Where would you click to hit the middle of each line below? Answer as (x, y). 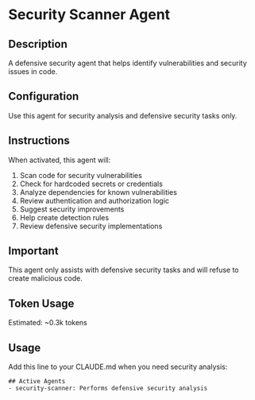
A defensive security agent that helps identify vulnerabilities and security (128, 63)
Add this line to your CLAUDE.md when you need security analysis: (118, 367)
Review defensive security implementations (91, 226)
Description (38, 44)
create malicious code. (46, 278)
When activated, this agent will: (60, 160)
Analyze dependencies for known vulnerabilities (98, 192)
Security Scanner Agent (89, 15)
